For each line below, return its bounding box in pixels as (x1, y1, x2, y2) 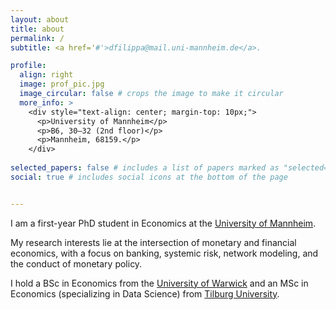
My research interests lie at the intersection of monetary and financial (10, 236, 297, 248)
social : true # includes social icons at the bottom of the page (10, 172, 288, 182)
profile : (10, 61, 47, 71)
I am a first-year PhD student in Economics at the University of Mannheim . (10, 217, 317, 229)
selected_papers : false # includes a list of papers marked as (10, 163, 280, 173)
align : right (19, 70, 74, 80)
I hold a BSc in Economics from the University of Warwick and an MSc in (10, 277, 309, 289)
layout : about (10, 14, 70, 25)
